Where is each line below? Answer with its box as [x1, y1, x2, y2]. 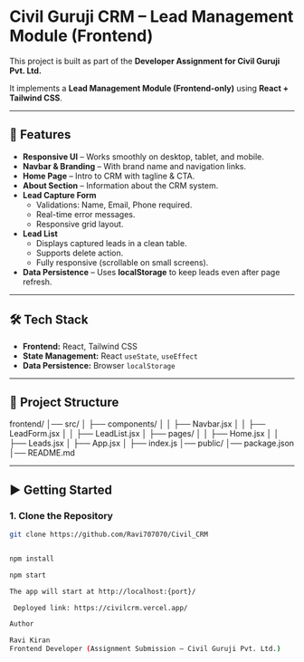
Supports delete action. [35, 247, 124, 258]
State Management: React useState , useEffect [22, 350, 198, 361]
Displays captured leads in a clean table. [35, 237, 187, 248]
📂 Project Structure [9, 394, 119, 409]
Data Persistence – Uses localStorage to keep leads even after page [22, 266, 280, 277]
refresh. [22, 276, 52, 287]
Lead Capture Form [22, 189, 97, 200]
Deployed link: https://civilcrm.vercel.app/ [13, 603, 188, 612]
